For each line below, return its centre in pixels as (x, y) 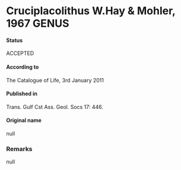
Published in (22, 94)
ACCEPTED (20, 53)
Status (15, 40)
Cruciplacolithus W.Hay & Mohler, (91, 11)
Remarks (19, 149)
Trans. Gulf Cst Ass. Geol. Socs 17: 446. (55, 107)
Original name (24, 120)
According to (23, 67)
